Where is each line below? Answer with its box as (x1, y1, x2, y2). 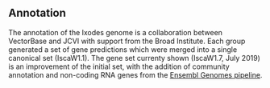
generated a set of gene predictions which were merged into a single (8, 44, 238, 54)
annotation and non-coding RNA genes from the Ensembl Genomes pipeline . (8, 70, 263, 79)
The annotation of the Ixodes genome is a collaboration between (8, 27, 223, 37)
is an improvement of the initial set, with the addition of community (8, 62, 230, 71)
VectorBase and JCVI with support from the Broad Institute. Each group (8, 36, 246, 46)
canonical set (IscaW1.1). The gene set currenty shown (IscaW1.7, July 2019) (8, 53, 260, 62)
